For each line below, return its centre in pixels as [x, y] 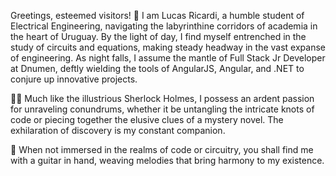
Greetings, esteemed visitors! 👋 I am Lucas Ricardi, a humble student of [157, 15]
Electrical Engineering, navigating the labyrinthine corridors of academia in [164, 26]
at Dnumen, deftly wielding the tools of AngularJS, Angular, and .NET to [157, 68]
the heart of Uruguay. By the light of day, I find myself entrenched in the [158, 36]
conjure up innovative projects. [74, 79]
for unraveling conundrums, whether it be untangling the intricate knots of [162, 109]
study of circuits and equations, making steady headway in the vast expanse [168, 47]
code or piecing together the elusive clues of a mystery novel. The [147, 119]
